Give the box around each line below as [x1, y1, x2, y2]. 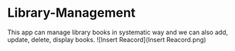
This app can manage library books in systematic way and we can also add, [7, 28, 229, 36]
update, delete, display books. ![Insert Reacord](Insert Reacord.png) [7, 35, 207, 43]
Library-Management [7, 5, 136, 21]
